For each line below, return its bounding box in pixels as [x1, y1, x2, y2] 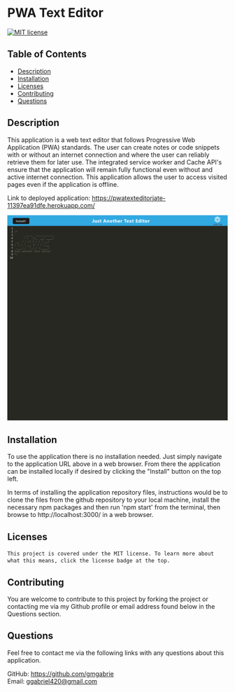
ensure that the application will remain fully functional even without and [7, 165, 213, 174]
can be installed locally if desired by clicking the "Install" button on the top [7, 467, 222, 476]
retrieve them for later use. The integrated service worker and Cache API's [7, 157, 222, 166]
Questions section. [7, 610, 62, 619]
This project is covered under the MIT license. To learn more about [7, 551, 215, 558]
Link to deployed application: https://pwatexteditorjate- [7, 194, 166, 202]
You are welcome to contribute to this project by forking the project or [7, 595, 208, 603]
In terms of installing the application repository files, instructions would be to [7, 488, 229, 497]
